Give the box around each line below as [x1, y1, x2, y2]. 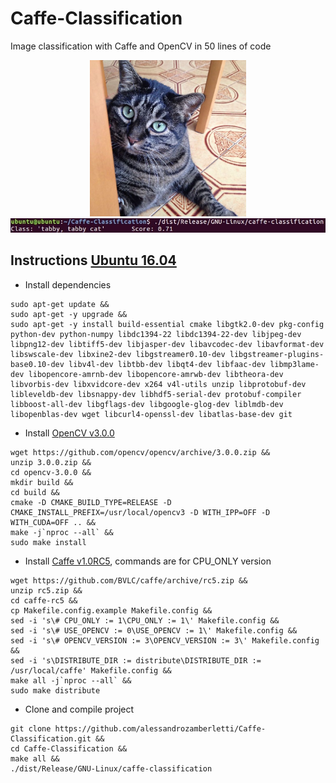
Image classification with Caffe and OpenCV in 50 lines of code [10, 40, 272, 52]
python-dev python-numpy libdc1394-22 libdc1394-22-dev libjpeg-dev [10, 329, 302, 339]
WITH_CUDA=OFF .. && [10, 517, 97, 527]
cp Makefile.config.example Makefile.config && [10, 605, 213, 616]
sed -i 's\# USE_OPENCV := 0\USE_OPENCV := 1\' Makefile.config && [10, 625, 298, 636]
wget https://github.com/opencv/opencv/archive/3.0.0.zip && [10, 447, 271, 457]
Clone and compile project [24, 703, 135, 715]
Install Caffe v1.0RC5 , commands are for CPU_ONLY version [24, 555, 272, 567]
